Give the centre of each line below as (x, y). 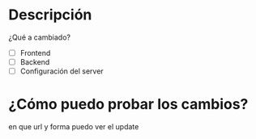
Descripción (50, 15)
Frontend (35, 53)
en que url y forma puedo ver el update (74, 127)
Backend (35, 62)
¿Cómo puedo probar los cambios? (128, 105)
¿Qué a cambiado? (40, 37)
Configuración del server (62, 71)
